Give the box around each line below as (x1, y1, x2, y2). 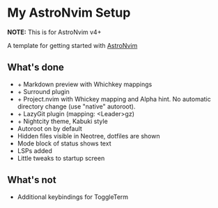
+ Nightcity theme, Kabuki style (17, 117, 108, 125)
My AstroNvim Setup (7, 5, 131, 21)
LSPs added (17, 146, 52, 154)
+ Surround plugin (17, 87, 70, 95)
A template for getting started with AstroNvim (7, 41, 138, 49)
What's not (7, 174, 57, 186)
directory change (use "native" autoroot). (17, 102, 136, 111)
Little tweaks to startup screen (17, 154, 105, 162)
